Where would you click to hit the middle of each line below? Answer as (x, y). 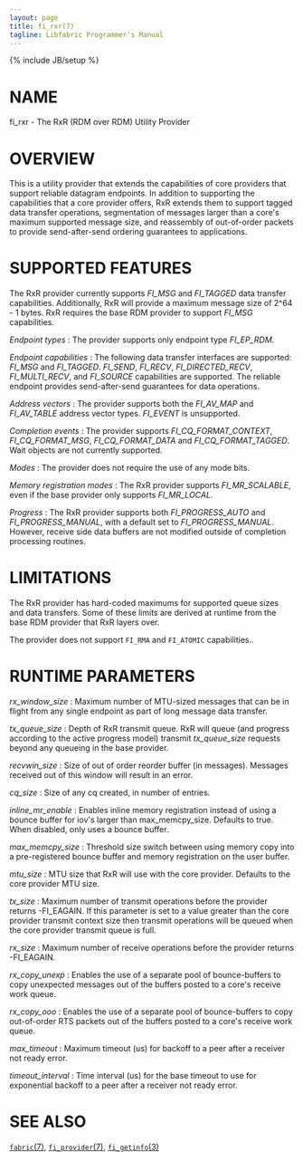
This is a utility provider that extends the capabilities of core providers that (148, 184)
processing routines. (47, 542)
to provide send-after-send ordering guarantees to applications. (128, 232)
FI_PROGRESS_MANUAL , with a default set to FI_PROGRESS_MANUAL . (142, 523)
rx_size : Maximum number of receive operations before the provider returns (152, 948)
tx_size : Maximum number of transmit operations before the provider (139, 901)
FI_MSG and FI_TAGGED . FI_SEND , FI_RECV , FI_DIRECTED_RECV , (131, 367)
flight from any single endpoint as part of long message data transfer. (139, 711)
